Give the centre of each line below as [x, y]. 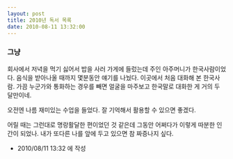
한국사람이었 [209, 69]
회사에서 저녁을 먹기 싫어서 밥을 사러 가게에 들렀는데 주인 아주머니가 [99, 69]
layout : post [26, 14]
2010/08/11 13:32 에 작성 [51, 148]
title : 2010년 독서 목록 [39, 20]
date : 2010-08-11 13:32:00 [46, 26]
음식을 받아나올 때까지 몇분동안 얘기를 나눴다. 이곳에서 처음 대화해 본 [109, 77]
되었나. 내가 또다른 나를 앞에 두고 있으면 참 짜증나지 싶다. [97, 133]
